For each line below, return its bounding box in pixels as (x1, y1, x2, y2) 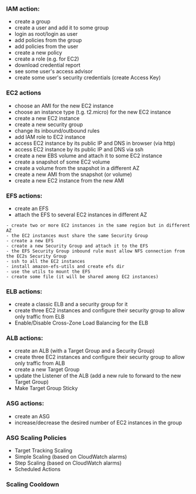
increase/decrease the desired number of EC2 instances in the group (14, 419, 182, 426)
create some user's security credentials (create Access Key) (14, 74, 161, 81)
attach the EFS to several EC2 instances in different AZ (14, 211, 147, 218)
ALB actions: (6, 334, 43, 342)
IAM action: (6, 5, 40, 13)
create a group (14, 18, 51, 25)
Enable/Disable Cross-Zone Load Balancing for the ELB (14, 319, 148, 327)
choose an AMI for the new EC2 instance (14, 102, 114, 109)
